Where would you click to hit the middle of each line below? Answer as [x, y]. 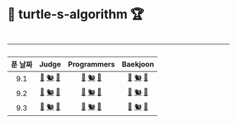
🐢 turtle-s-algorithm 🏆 [76, 14]
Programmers [91, 64]
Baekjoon [138, 64]
